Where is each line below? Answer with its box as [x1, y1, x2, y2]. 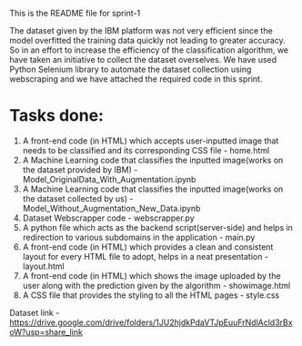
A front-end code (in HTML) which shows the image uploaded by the [22, 270, 281, 281]
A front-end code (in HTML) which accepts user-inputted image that [22, 135, 279, 146]
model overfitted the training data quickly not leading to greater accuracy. [9, 35, 287, 45]
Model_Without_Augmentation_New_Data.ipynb [22, 203, 201, 213]
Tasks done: [9, 105, 105, 126]
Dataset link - [9, 307, 60, 318]
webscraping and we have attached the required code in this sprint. [9, 74, 263, 84]
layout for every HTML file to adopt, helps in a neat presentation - [22, 251, 268, 262]
